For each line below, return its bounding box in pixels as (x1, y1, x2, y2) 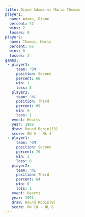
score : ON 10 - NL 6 (11, 204, 54, 210)
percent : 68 (16, 76, 41, 81)
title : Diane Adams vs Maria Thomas (5, 7, 80, 12)
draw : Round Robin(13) (11, 126, 58, 131)
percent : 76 (16, 149, 41, 154)
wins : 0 (9, 48, 26, 53)
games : (5, 58, 19, 63)
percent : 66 (9, 44, 34, 49)
